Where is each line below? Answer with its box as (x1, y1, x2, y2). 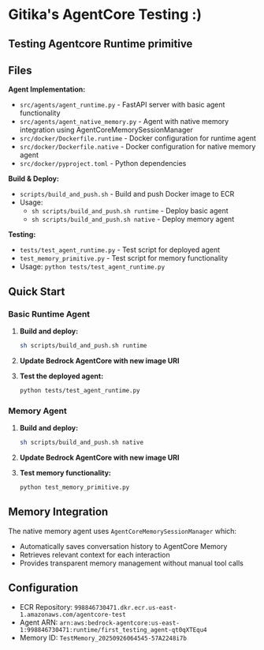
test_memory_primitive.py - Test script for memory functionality (19, 254, 229, 263)
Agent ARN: (19, 618, 58, 627)
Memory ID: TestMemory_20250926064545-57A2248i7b (19, 633, 188, 642)
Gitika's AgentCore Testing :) (8, 6, 203, 24)
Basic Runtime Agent (8, 308, 91, 319)
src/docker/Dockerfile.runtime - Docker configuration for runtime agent (19, 133, 256, 143)
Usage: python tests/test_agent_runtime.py (19, 262, 165, 272)
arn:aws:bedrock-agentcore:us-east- (59, 618, 180, 627)
